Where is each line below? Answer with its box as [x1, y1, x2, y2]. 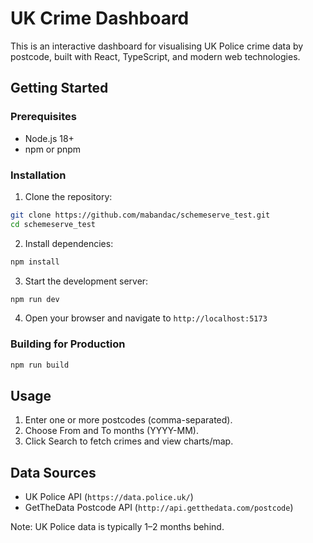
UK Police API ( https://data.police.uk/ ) [24, 491, 194, 503]
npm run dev [10, 294, 60, 304]
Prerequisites [10, 110, 77, 124]
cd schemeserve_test [10, 219, 97, 229]
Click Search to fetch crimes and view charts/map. [24, 435, 234, 447]
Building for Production [10, 337, 126, 351]
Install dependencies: [24, 237, 114, 249]
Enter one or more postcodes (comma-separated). [24, 414, 233, 426]
